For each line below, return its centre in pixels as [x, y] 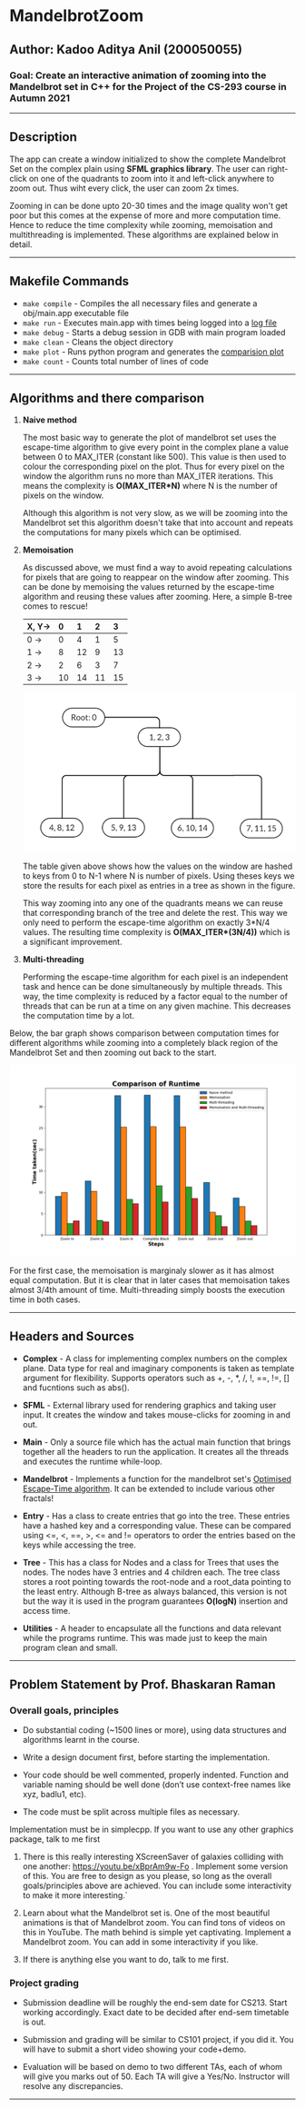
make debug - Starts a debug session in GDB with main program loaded [154, 332]
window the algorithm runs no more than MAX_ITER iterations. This [148, 476]
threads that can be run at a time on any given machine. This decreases [157, 1006]
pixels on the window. [63, 495]
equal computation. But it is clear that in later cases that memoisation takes [150, 1280]
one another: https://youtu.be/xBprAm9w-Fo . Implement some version [155, 1866]
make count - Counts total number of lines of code [115, 361]
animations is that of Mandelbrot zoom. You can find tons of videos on [154, 1923]
